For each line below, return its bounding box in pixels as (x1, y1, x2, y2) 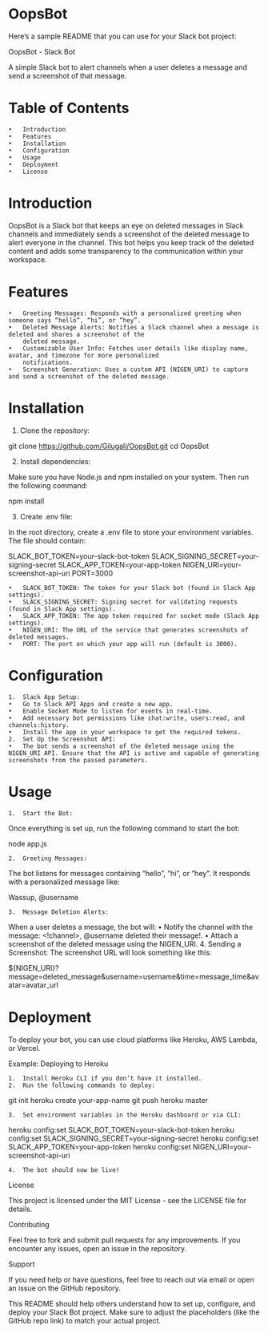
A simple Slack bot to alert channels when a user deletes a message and (8, 62, 248, 72)
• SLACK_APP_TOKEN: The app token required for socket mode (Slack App (8, 612, 260, 620)
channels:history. (8, 721, 70, 729)
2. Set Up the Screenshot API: (8, 735, 116, 743)
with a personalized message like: (8, 877, 120, 887)
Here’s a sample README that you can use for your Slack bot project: (8, 31, 237, 41)
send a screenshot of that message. (8, 71, 127, 80)
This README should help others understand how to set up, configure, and (8, 1299, 256, 1308)
